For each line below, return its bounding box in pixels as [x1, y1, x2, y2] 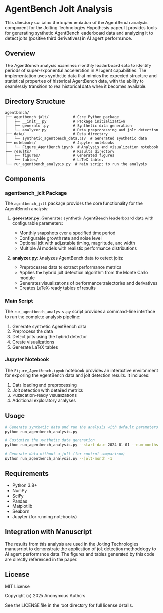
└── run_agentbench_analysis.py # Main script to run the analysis [5, 161, 147, 167]
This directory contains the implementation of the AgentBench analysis [5, 20, 148, 25]
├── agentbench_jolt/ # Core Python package [5, 114, 119, 119]
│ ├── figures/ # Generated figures [5, 153, 115, 158]
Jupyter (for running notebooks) [12, 513, 77, 519]
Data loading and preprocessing [12, 382, 77, 388]
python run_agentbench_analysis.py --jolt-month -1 [5, 456, 112, 461]
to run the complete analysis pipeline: [5, 314, 81, 320]
